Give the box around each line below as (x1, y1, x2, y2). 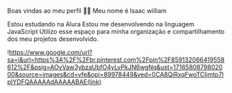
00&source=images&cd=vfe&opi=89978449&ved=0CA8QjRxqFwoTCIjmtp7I (7, 70, 224, 78)
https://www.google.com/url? (9, 49, 93, 56)
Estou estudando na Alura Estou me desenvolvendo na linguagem (7, 20, 195, 28)
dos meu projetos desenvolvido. (7, 35, 99, 43)
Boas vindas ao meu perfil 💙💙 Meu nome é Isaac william (7, 7, 167, 15)
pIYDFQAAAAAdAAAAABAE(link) (7, 78, 102, 86)
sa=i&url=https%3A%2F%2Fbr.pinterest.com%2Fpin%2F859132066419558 (7, 56, 225, 64)
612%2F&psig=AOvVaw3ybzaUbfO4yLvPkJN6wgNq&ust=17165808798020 (7, 63, 223, 71)
